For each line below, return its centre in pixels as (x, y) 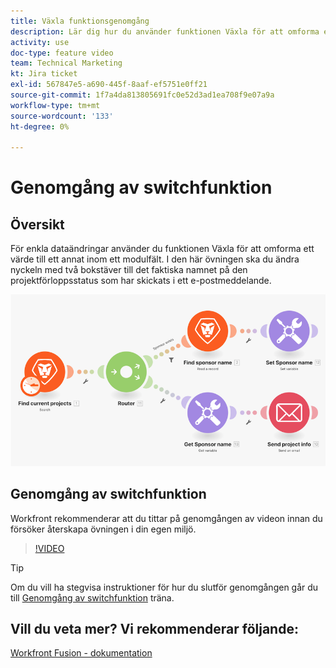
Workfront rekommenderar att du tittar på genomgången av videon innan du (166, 518)
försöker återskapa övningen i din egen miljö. (103, 529)
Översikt (37, 224)
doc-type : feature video (62, 53)
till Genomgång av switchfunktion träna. (92, 597)
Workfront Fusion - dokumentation (81, 653)
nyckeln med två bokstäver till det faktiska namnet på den (129, 270)
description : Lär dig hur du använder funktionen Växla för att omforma (165, 31)
